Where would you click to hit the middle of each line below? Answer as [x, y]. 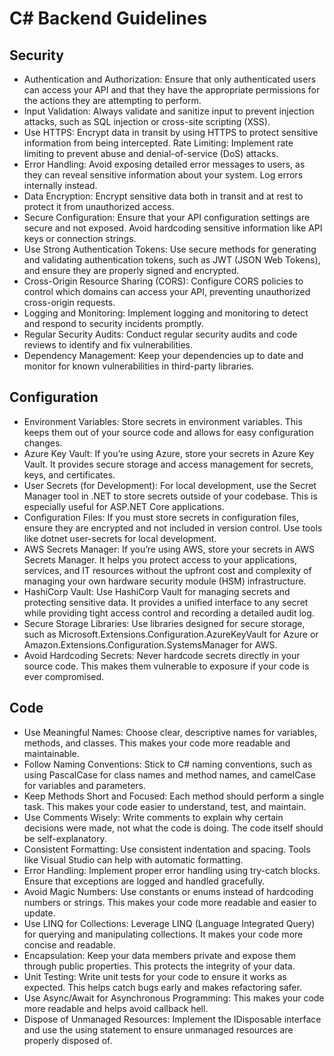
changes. [43, 443]
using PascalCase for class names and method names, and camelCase [169, 774]
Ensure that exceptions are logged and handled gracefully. [144, 881]
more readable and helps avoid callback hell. [116, 1008]
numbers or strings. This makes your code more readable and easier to [170, 902]
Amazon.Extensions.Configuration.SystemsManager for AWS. [150, 644]
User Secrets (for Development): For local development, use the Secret [170, 485]
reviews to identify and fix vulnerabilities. [108, 345]
